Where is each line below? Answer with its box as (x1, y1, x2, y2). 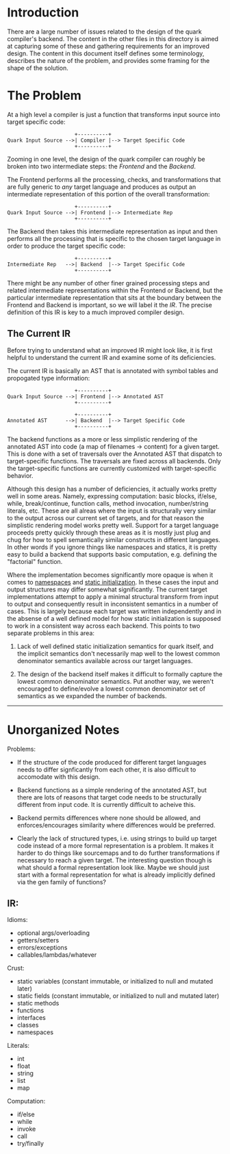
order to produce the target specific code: (7, 242, 126, 250)
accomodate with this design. (16, 772, 101, 781)
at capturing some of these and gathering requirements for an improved (7, 42, 210, 50)
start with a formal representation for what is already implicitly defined (16, 871, 216, 879)
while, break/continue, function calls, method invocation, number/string (7, 499, 209, 507)
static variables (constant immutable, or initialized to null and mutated (16, 977, 214, 986)
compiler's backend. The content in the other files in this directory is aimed (7, 34, 219, 42)
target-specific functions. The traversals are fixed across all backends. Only (7, 457, 221, 465)
